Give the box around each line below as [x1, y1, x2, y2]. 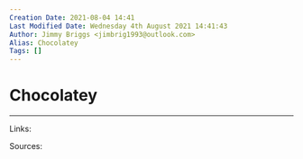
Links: [9, 123, 32, 135]
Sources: [9, 141, 43, 152]
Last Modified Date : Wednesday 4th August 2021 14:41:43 [9, 22, 228, 31]
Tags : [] [9, 47, 42, 56]
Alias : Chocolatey [9, 38, 78, 48]
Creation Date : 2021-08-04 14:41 [9, 13, 135, 22]
